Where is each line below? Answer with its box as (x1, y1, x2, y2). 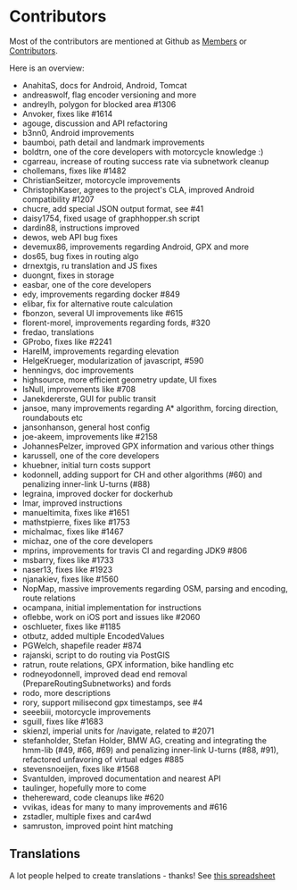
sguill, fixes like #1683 (21, 716, 104, 726)
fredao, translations (21, 326, 95, 337)
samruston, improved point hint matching (21, 820, 174, 831)
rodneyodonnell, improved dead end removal (21, 668, 187, 679)
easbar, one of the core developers (21, 279, 152, 290)
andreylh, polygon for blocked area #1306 (21, 98, 177, 109)
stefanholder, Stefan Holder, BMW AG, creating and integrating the (21, 735, 268, 745)
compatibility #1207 (21, 194, 95, 205)
